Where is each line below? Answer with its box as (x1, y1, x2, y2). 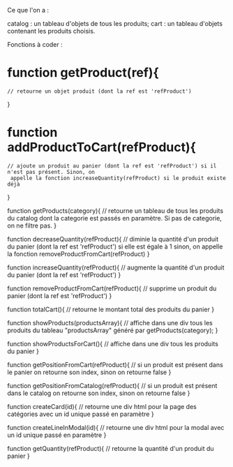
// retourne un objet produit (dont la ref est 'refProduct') (7, 87, 192, 95)
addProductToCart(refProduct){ (7, 140, 197, 156)
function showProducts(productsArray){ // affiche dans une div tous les (7, 318, 213, 327)
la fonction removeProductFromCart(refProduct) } (7, 249, 150, 258)
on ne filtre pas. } (7, 221, 57, 230)
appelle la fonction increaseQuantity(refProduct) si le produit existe (10, 175, 227, 181)
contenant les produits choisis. (7, 27, 96, 35)
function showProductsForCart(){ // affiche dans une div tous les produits (7, 339, 218, 348)
